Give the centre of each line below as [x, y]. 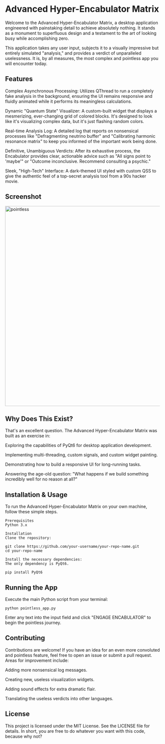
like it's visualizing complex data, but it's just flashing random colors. [75, 121]
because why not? [24, 736]
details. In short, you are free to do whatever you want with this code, [75, 731]
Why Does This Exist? [39, 419]
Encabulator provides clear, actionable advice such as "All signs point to [78, 156]
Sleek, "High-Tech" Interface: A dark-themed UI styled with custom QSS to [81, 171]
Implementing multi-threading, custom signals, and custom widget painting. [82, 455]
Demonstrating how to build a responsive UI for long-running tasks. [73, 464]
